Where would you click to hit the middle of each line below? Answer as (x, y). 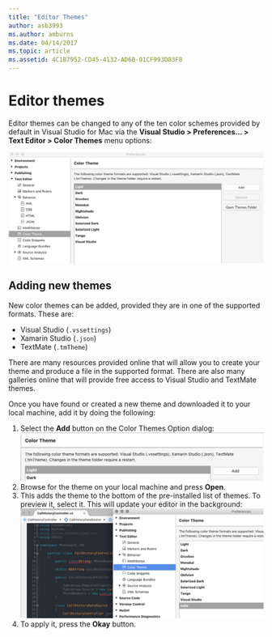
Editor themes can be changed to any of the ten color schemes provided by (134, 123)
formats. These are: (41, 314)
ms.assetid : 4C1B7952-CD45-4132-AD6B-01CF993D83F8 (96, 60)
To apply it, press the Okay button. (78, 624)
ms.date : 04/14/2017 (43, 43)
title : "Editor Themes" (49, 17)
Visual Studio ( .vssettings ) (66, 329)
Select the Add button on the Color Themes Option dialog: (117, 428)
